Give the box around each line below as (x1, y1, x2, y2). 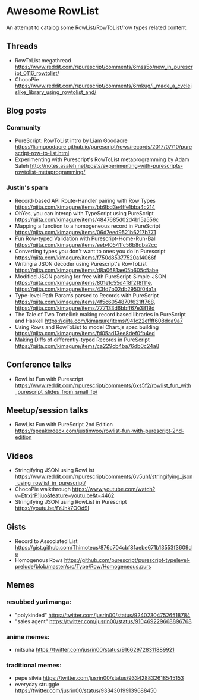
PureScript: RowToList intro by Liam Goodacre (14, 137, 128, 144)
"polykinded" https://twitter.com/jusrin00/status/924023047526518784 (14, 611, 191, 619)
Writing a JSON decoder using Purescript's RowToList (14, 260, 147, 267)
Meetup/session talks (6, 405, 89, 415)
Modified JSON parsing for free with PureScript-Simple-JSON (14, 272, 166, 280)
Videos (6, 451, 33, 461)
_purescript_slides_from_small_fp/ (14, 388, 98, 395)
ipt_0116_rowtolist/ (14, 70, 59, 77)
